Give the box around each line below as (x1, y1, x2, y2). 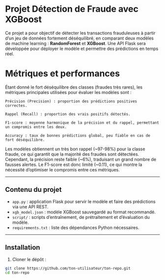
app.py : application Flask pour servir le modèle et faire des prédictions (12, 198, 156, 204)
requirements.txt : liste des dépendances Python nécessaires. (12, 224, 139, 231)
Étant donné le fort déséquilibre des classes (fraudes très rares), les (5, 84, 143, 90)
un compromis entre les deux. (5, 124, 67, 129)
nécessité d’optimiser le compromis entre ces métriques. (5, 166, 120, 172)
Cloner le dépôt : (12, 256, 47, 262)
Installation (5, 243, 40, 252)
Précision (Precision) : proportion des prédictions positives (5, 99, 137, 104)
